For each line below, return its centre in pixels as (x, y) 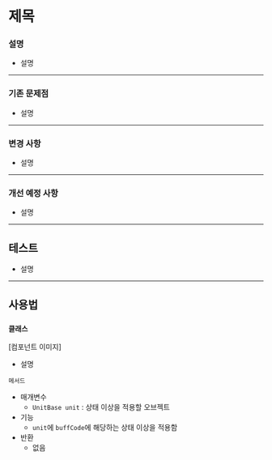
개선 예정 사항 (34, 193)
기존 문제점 (29, 94)
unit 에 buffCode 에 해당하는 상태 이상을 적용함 (105, 427)
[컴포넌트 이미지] (35, 347)
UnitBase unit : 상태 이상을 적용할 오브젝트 (101, 407)
